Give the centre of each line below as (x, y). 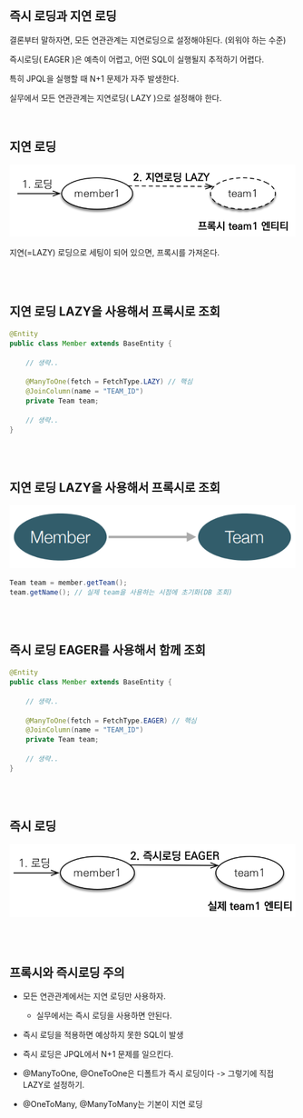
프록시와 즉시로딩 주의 (67, 972)
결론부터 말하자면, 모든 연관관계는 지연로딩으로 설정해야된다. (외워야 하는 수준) (148, 40)
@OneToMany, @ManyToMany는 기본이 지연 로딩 (112, 1104)
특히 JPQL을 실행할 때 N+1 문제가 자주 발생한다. (94, 78)
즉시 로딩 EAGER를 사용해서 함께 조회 (108, 649)
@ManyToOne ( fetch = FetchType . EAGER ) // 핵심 (111, 721)
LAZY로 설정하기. (54, 1085)
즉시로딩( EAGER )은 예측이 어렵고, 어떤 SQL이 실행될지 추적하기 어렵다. (137, 59)
